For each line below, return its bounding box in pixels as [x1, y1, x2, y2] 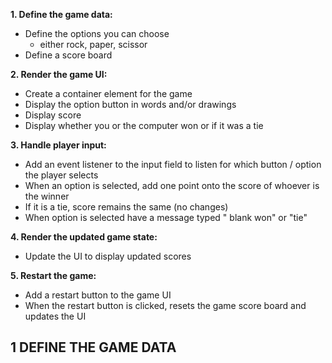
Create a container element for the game [24, 88, 193, 99]
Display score [24, 109, 82, 121]
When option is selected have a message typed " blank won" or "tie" [24, 212, 308, 223]
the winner [24, 190, 70, 202]
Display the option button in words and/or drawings [24, 99, 237, 110]
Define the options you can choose [24, 28, 170, 39]
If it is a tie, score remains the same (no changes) [24, 201, 229, 213]
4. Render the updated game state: [10, 231, 158, 243]
